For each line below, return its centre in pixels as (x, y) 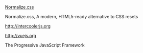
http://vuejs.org (21, 36)
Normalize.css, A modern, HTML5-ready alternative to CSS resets (71, 16)
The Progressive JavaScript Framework (45, 45)
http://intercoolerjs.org (28, 26)
